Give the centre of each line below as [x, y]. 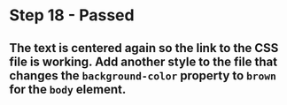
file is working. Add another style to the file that [143, 61]
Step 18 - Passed [72, 15]
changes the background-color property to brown [143, 75]
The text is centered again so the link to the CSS [144, 48]
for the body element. [68, 89]
